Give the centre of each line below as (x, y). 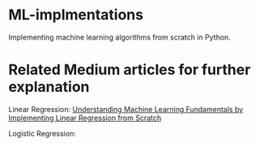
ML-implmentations (76, 15)
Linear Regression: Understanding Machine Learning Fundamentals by (126, 109)
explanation (49, 87)
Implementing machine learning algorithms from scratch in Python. (119, 37)
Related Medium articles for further (129, 70)
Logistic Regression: (42, 133)
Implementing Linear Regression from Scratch (85, 118)
